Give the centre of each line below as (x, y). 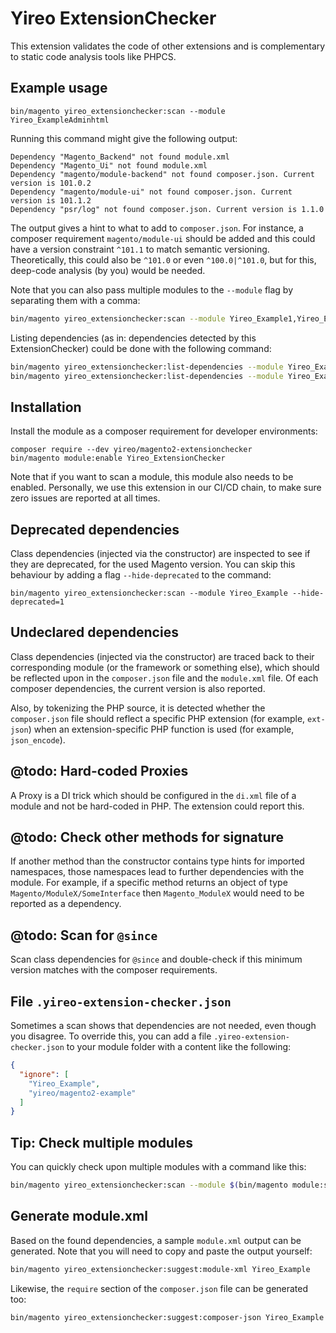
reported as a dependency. (66, 904)
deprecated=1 (37, 602)
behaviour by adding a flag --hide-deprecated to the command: (141, 575)
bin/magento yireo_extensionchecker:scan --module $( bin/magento (149, 1185)
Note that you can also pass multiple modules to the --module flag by (152, 289)
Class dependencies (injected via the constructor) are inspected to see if (160, 553)
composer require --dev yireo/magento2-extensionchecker (131, 450)
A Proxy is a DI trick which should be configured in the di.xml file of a (153, 795)
